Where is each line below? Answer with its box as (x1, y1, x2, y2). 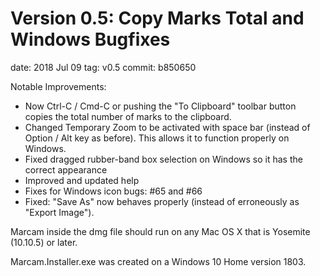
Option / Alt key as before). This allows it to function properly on (24, 132, 290, 144)
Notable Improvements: (10, 80, 107, 92)
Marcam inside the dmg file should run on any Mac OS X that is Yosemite (10, 225, 311, 237)
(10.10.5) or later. (10, 236, 78, 248)
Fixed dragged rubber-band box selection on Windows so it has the (24, 153, 303, 165)
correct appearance (24, 163, 108, 176)
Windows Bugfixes (10, 28, 171, 51)
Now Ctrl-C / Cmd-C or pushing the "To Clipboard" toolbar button (24, 100, 297, 112)
